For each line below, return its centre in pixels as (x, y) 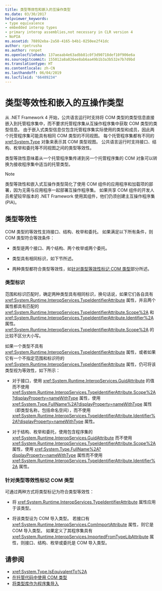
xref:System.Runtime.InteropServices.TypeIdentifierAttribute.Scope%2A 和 (80, 312)
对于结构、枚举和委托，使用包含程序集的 (52, 431)
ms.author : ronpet (23, 50)
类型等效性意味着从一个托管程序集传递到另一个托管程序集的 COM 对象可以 (79, 158)
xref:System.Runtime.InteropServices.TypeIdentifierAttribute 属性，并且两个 (81, 300)
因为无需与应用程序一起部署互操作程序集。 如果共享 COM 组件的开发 (82, 190)
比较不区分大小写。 (24, 336)
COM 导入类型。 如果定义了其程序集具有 (52, 531)
